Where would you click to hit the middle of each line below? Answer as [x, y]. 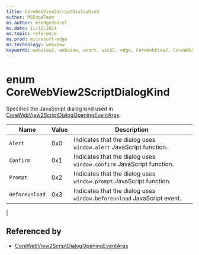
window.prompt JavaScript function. [122, 181]
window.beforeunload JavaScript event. [128, 198]
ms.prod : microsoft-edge [37, 39]
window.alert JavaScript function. [121, 147]
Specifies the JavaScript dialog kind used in [60, 109]
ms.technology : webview [36, 45]
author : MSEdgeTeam [30, 17]
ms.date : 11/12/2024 [32, 28]
